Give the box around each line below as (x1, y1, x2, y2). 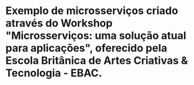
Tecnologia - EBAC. (5, 66, 102, 80)
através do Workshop (5, 16, 113, 30)
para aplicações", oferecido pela (5, 42, 168, 55)
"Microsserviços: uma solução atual (5, 29, 186, 42)
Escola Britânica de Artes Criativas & (5, 54, 189, 67)
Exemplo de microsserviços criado (5, 4, 179, 18)
